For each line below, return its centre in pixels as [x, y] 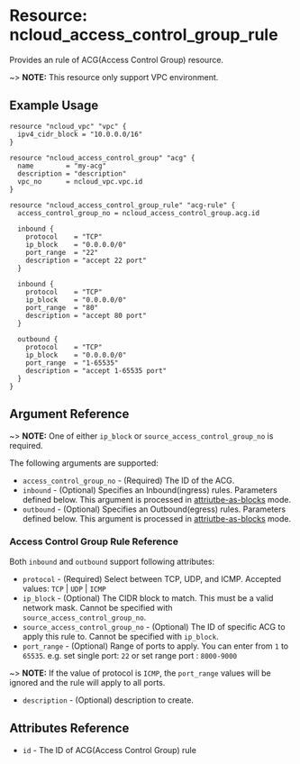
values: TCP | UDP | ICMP [64, 588]
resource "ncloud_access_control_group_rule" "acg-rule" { [123, 205]
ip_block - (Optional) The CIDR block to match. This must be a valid [148, 598]
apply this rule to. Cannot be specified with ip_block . [120, 636]
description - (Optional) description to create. [108, 700]
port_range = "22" [62, 252]
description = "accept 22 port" [86, 260]
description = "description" [72, 173]
